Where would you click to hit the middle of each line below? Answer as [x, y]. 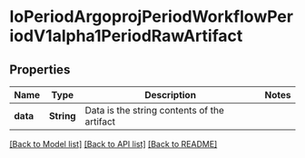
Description [171, 95]
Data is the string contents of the [155, 110]
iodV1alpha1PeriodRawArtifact [126, 36]
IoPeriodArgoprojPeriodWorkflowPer [151, 17]
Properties [40, 69]
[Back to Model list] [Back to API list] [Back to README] [113, 144]
